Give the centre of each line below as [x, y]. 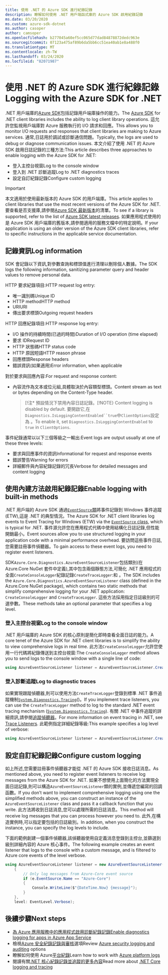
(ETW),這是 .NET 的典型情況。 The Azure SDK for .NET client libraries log [80, 516]
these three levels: [24, 443]
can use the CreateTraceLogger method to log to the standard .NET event [80, 705]
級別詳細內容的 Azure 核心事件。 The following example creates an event [80, 844]
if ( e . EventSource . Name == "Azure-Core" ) [67, 879]
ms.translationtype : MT [30, 47]
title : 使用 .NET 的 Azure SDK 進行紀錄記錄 [49, 10]
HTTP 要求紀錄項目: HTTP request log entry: [50, 285]
